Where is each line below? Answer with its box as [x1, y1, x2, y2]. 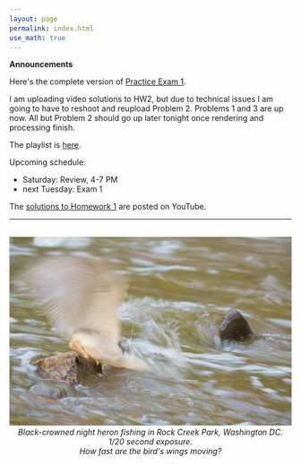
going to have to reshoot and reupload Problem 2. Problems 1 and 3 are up [9, 103, 284, 114]
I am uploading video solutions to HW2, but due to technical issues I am [9, 94, 274, 105]
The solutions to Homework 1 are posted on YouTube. [9, 202, 207, 212]
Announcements [9, 59, 73, 70]
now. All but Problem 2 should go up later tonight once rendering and [9, 113, 264, 124]
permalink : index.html [9, 23, 94, 33]
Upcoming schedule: [9, 157, 87, 168]
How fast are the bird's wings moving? [79, 445, 222, 456]
